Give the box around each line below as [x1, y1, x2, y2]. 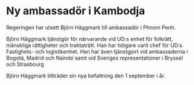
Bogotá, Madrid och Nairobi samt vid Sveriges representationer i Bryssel [6, 54, 183, 61]
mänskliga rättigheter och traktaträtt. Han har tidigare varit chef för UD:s [6, 42, 183, 49]
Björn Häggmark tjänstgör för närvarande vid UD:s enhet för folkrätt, [6, 35, 173, 42]
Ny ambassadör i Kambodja [6, 4, 145, 18]
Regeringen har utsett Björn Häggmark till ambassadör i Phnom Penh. [6, 24, 176, 31]
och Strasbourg [6, 61, 44, 68]
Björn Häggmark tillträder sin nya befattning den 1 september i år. [6, 72, 166, 79]
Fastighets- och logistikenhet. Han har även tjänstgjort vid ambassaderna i [6, 48, 188, 55]
